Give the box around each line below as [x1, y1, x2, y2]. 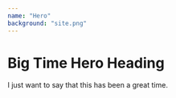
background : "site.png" [7, 19, 88, 27]
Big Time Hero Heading [7, 54, 166, 72]
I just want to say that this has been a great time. [7, 80, 168, 90]
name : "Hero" [7, 11, 51, 20]
